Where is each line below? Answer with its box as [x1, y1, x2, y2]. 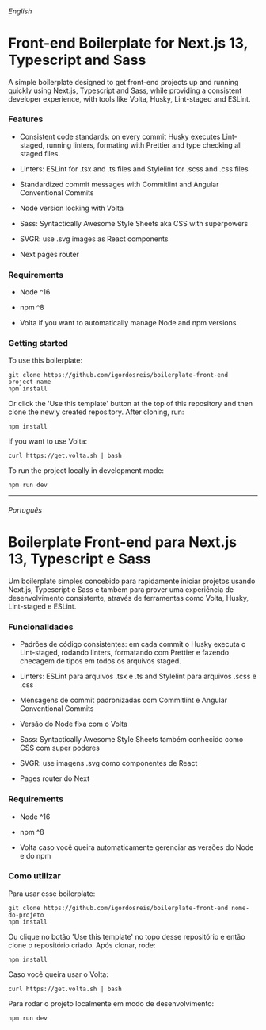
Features [8, 113, 44, 125]
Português [8, 505, 42, 515]
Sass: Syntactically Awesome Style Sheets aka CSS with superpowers [19, 218, 249, 228]
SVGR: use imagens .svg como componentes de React [19, 759, 198, 768]
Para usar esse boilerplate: [8, 889, 96, 898]
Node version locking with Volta [19, 203, 124, 213]
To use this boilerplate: [8, 356, 83, 365]
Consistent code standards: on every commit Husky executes [19, 132, 221, 141]
